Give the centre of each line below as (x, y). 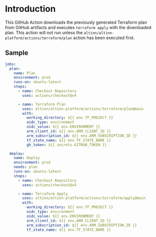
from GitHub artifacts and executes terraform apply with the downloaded (78, 27)
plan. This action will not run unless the (44, 32)
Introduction (30, 9)
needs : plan (26, 167)
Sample (17, 53)
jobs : (10, 64)
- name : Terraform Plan (42, 104)
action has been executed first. (104, 38)
